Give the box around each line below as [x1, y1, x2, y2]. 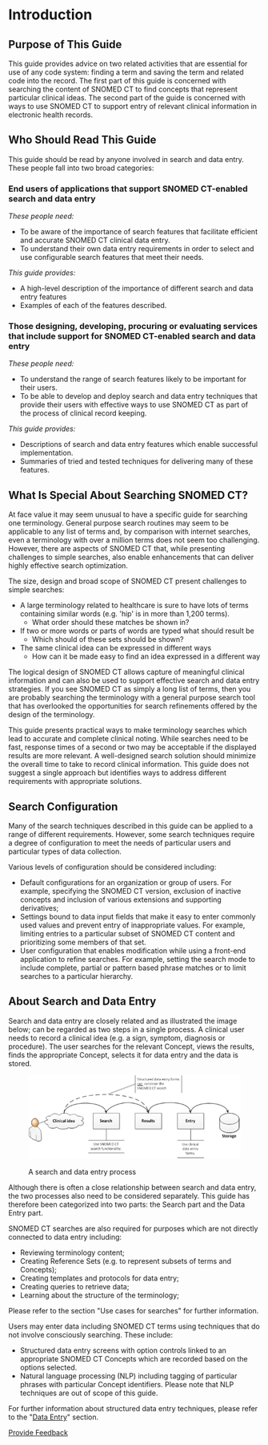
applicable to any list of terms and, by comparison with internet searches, [8, 527, 250, 537]
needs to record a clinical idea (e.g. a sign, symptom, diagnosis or [8, 1033, 226, 1042]
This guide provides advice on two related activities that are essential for [8, 59, 248, 68]
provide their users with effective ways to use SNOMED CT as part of [19, 400, 249, 410]
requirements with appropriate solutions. [8, 777, 142, 786]
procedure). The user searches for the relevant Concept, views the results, [8, 1041, 254, 1051]
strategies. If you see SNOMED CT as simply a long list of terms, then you [8, 684, 251, 694]
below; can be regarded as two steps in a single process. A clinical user [8, 1025, 246, 1034]
